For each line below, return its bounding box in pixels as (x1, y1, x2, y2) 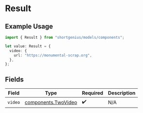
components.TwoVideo (24, 99, 78, 106)
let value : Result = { (5, 44, 51, 48)
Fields (5, 75, 24, 83)
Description (108, 90, 136, 97)
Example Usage (5, 22, 53, 31)
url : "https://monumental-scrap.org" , (14, 53, 92, 58)
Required (81, 90, 103, 97)
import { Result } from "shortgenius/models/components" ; (5, 35, 125, 40)
